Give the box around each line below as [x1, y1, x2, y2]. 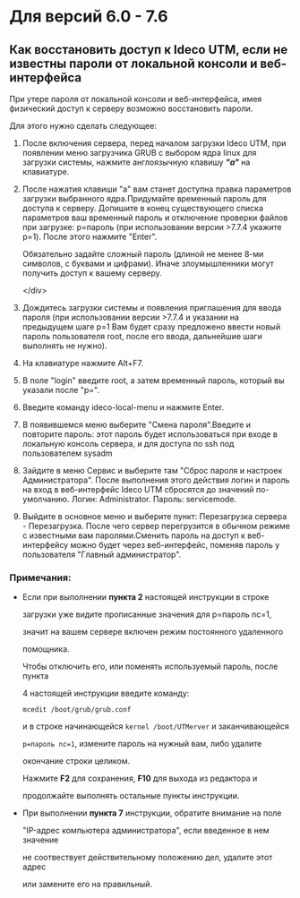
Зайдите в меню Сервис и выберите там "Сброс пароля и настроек [21, 466, 283, 475]
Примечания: [9, 571, 72, 584]
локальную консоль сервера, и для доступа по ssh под [21, 439, 235, 449]
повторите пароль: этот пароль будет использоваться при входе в [21, 429, 278, 440]
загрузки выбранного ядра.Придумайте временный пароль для [21, 193, 267, 203]
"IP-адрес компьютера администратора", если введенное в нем [21, 825, 270, 836]
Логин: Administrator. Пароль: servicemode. [71, 494, 237, 504]
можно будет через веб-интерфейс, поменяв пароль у [70, 540, 280, 550]
